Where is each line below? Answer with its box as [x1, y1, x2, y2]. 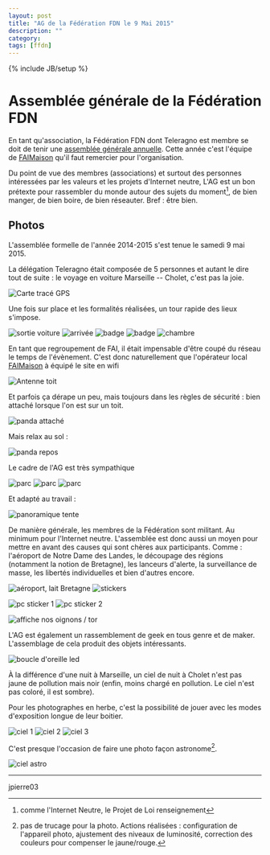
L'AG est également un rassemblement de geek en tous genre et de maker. [8, 630, 256, 639]
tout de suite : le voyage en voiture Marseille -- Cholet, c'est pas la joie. [8, 273, 244, 282]
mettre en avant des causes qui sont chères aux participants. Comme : [8, 542, 243, 552]
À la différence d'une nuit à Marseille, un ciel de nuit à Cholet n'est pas [8, 669, 243, 680]
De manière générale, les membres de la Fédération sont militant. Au [8, 524, 235, 535]
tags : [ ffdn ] [8, 42, 52, 50]
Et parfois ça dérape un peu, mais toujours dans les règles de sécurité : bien [8, 392, 261, 401]
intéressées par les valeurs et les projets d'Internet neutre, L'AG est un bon [8, 177, 256, 187]
